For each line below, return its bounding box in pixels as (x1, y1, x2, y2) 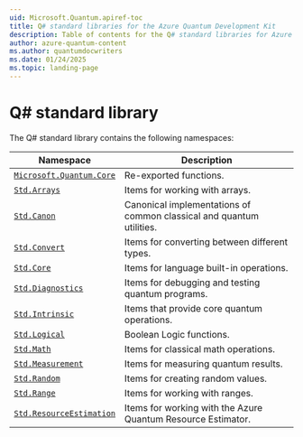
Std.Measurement (14, 358, 84, 368)
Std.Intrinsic (14, 309, 75, 319)
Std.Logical (14, 329, 66, 339)
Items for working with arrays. (124, 183, 251, 196)
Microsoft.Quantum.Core (14, 170, 116, 181)
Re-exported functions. (124, 169, 225, 181)
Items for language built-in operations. (124, 261, 289, 274)
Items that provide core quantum (124, 302, 263, 314)
